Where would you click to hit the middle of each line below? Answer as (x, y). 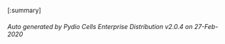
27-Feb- (206, 26)
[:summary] (24, 10)
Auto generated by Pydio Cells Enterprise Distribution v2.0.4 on (100, 26)
